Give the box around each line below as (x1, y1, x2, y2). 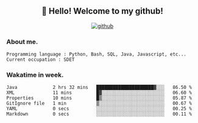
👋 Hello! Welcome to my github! (41, 6, 163, 16)
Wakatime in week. (6, 71, 64, 79)
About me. (6, 37, 38, 46)
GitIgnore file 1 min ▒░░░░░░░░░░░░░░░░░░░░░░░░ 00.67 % (6, 100, 192, 107)
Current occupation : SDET (6, 57, 75, 63)
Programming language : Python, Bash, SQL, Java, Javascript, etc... (6, 51, 187, 58)
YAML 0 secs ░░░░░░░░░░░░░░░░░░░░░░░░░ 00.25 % (6, 106, 192, 112)
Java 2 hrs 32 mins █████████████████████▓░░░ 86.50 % (6, 85, 192, 91)
